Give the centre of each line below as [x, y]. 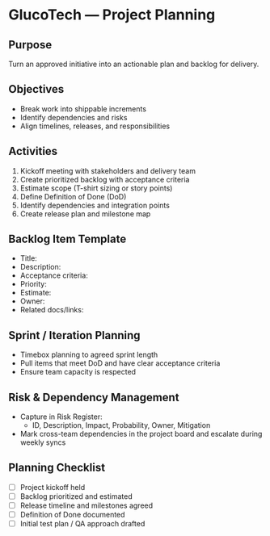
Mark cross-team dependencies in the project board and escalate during [141, 434]
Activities [33, 151]
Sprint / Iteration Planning [74, 335]
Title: [29, 258]
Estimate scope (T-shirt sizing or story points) [96, 188]
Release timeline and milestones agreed [86, 505]
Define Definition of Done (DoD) [73, 196]
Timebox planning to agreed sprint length [89, 355]
